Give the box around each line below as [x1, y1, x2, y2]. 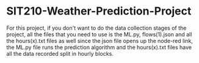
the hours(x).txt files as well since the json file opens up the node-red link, [6, 37, 194, 44]
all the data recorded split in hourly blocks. [6, 50, 114, 57]
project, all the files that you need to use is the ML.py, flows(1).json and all [6, 30, 192, 38]
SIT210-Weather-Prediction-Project [6, 4, 192, 18]
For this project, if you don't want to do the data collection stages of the [6, 24, 187, 31]
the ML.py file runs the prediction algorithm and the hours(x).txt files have [6, 44, 192, 51]
